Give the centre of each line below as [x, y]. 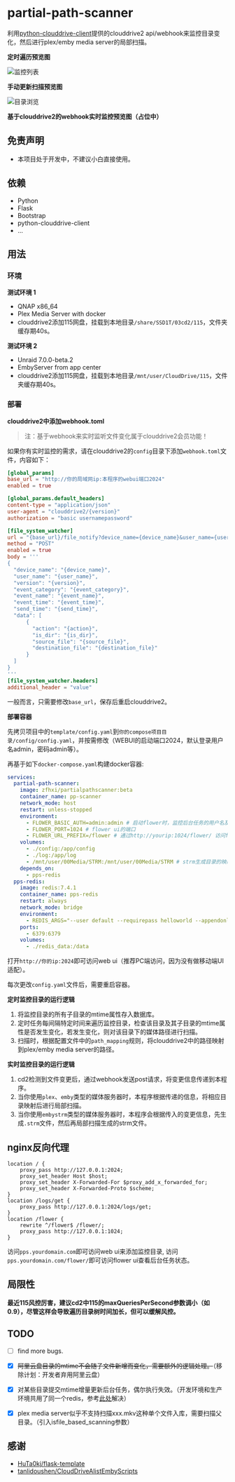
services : [22, 777]
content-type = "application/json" [59, 505]
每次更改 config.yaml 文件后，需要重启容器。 [71, 985]
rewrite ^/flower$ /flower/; [62, 1225]
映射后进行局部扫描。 [54, 1105]
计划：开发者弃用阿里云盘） [63, 1374]
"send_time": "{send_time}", [56, 609]
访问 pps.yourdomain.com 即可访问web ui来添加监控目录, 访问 [93, 1251]
